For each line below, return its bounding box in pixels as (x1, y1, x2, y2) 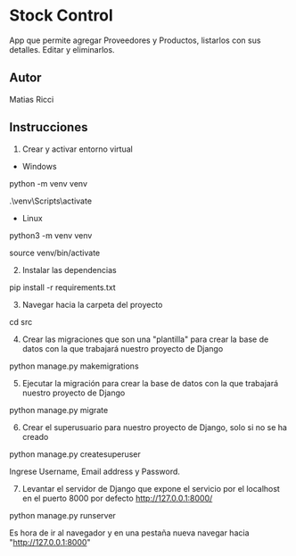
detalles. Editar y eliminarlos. (9, 44, 115, 54)
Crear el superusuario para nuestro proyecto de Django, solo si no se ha (21, 421, 288, 433)
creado (21, 431, 49, 442)
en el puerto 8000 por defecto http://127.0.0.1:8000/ (21, 493, 213, 503)
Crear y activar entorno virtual (21, 144, 134, 154)
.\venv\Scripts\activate (9, 195, 92, 206)
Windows (21, 161, 57, 171)
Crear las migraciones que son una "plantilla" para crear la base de (21, 334, 269, 344)
